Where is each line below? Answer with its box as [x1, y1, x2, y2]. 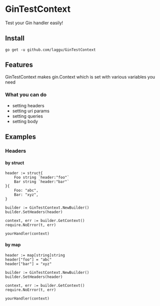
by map [5, 241, 21, 248]
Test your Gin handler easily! [5, 20, 63, 26]
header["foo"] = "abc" [5, 257, 52, 262]
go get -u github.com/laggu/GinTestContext [5, 47, 96, 52]
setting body [12, 118, 39, 124]
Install [5, 34, 25, 43]
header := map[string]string [5, 253, 65, 258]
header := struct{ [5, 171, 43, 176]
